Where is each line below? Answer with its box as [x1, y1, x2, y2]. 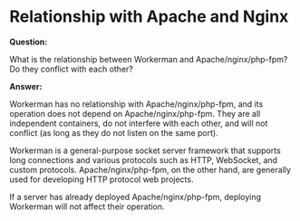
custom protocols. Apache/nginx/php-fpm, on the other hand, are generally [9, 164, 292, 175]
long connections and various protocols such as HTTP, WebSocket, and [9, 154, 278, 165]
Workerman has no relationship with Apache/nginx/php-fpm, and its [9, 98, 264, 110]
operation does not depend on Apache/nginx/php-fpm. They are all [9, 108, 261, 119]
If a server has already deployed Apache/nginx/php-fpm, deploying [9, 191, 261, 202]
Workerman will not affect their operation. [9, 201, 165, 212]
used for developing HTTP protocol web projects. [9, 174, 194, 185]
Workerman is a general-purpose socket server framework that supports [9, 145, 281, 156]
